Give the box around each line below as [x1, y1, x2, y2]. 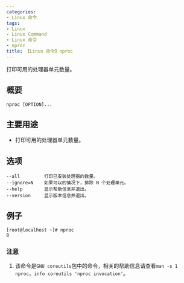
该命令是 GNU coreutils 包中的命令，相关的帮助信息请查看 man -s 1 [14, 262, 178, 270]
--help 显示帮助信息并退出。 [6, 186, 89, 192]
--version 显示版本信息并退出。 [6, 193, 89, 199]
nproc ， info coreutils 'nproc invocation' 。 [14, 270, 128, 277]
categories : [6, 8, 36, 15]
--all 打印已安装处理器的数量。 [6, 174, 98, 180]
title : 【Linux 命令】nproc [6, 48, 74, 54]
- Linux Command [6, 31, 47, 37]
